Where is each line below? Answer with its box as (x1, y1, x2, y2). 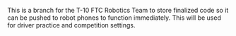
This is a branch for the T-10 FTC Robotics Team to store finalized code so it (7, 6, 229, 14)
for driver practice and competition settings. (7, 21, 136, 29)
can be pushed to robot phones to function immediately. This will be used (7, 13, 221, 22)
